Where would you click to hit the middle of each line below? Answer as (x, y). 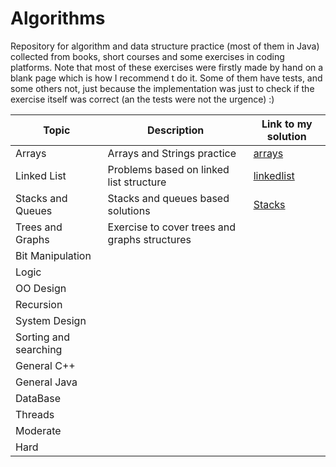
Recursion (39, 304)
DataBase (38, 398)
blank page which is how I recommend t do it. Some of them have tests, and (166, 78)
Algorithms (58, 18)
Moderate (38, 430)
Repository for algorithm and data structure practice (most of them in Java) (165, 46)
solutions (129, 210)
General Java (46, 382)
